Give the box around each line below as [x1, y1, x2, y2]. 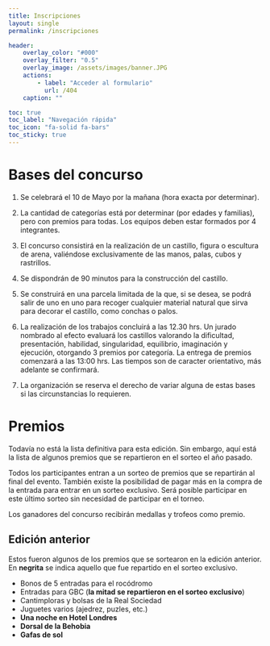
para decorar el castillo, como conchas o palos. [19, 306, 179, 315]
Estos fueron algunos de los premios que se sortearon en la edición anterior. [8, 554, 262, 564]
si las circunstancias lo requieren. [19, 389, 131, 398]
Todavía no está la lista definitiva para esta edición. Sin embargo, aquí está [8, 444, 257, 453]
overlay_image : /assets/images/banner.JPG [23, 64, 168, 73]
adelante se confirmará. [19, 365, 99, 374]
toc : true [8, 108, 42, 117]
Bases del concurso [8, 166, 143, 184]
